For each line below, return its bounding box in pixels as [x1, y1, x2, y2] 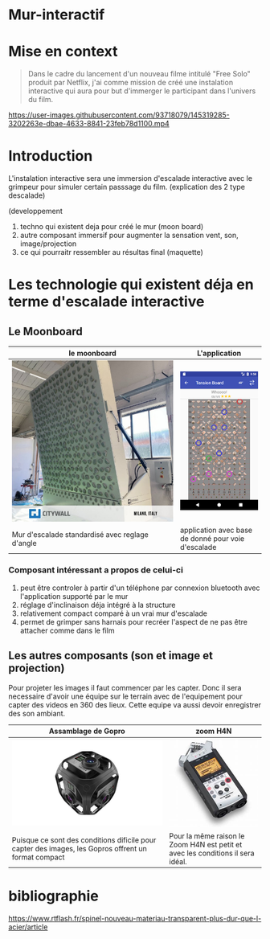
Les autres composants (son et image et [8, 649, 213, 662]
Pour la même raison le [169, 830, 245, 841]
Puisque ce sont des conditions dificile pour [11, 835, 157, 845]
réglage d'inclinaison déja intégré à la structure [19, 600, 176, 609]
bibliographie [8, 887, 99, 905]
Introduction [8, 147, 93, 166]
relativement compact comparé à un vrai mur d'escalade [19, 609, 207, 618]
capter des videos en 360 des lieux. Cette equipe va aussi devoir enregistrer [8, 699, 262, 709]
